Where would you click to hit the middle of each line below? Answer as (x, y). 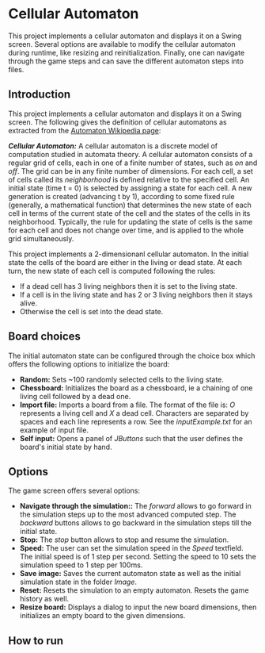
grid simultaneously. (41, 238)
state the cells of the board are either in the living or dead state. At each (125, 262)
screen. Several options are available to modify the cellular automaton (122, 44)
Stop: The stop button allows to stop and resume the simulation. (124, 540)
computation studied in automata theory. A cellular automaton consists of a (131, 154)
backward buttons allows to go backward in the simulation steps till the (135, 523)
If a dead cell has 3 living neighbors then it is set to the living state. (128, 286)
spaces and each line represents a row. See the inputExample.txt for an (136, 421)
